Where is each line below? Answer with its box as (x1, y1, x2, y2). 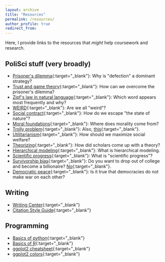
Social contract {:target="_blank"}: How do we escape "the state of (12, 110, 150, 116)
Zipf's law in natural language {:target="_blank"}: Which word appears (12, 94, 156, 100)
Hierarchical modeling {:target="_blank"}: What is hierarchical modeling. (12, 147, 160, 153)
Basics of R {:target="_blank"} (12, 240, 73, 246)
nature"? (12, 115, 30, 121)
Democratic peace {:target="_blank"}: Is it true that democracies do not (12, 168, 159, 174)
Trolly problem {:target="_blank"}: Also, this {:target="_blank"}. (12, 126, 140, 132)
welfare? (12, 136, 30, 143)
